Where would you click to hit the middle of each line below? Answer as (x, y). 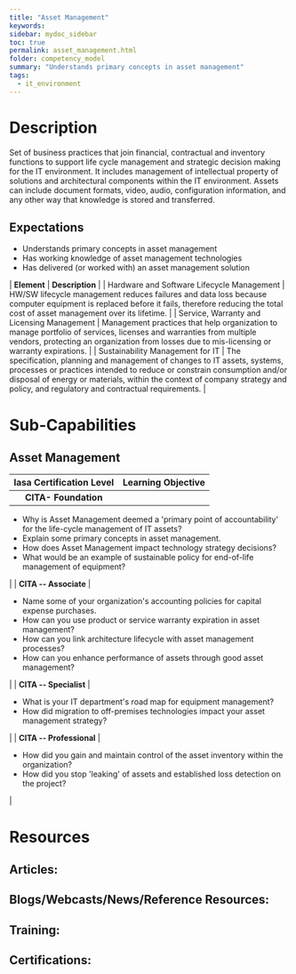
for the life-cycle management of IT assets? (102, 529)
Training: (35, 930)
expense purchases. (59, 611)
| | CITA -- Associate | (50, 584)
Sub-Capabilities (73, 425)
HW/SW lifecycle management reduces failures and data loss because (138, 294)
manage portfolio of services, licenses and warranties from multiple (133, 332)
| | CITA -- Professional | (55, 738)
